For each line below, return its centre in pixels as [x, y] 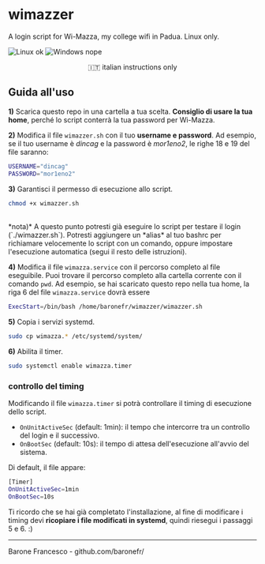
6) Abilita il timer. [35, 352]
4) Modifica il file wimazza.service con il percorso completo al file [114, 267]
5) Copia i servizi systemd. [52, 322]
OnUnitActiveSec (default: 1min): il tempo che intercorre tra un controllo [134, 427]
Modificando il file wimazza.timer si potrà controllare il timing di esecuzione [130, 404]
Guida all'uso [41, 92]
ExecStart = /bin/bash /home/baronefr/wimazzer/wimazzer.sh [105, 307]
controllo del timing [46, 386]
